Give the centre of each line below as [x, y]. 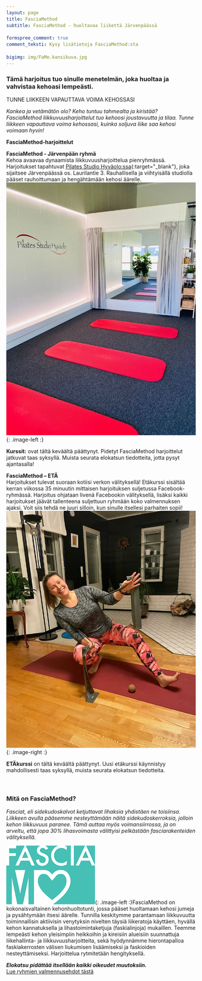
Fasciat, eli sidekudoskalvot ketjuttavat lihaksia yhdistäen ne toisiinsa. [93, 812]
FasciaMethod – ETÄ [32, 476]
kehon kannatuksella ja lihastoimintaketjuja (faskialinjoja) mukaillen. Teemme [101, 928]
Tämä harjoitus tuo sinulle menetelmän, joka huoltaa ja [88, 79]
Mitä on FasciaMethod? [41, 799]
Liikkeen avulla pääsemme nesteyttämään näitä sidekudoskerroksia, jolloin [100, 818]
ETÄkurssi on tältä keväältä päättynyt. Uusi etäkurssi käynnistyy [86, 764]
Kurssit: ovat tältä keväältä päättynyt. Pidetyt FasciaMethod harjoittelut [95, 451]
